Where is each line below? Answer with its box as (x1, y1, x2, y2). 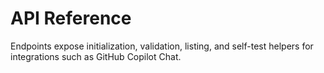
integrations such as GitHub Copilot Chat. (10, 50, 182, 62)
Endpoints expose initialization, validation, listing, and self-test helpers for (10, 40, 314, 52)
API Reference (10, 7, 132, 30)
